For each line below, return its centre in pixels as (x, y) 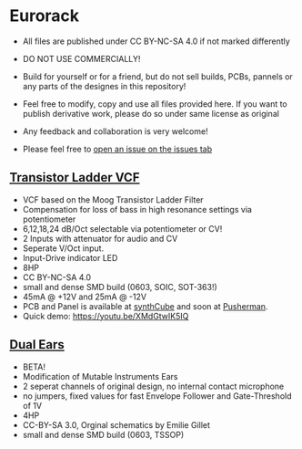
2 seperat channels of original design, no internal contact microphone (153, 386)
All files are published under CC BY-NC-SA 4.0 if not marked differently (156, 41)
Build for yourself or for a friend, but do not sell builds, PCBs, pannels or (157, 76)
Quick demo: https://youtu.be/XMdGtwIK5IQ (106, 316)
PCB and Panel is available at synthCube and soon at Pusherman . (145, 306)
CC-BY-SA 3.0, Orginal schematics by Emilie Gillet (116, 424)
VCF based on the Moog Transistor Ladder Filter (113, 199)
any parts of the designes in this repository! (104, 86)
